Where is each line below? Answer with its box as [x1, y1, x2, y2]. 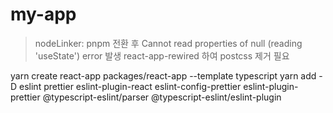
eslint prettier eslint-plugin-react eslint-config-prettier [19, 80, 242, 92]
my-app [10, 3, 77, 26]
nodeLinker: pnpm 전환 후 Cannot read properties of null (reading [34, 37, 303, 49]
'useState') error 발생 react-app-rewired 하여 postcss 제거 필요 [34, 49, 290, 62]
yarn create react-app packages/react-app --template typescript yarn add [10, 69, 317, 82]
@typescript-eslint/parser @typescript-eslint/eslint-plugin [42, 91, 282, 103]
